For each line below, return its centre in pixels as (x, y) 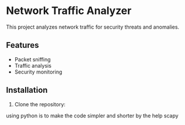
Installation (27, 90)
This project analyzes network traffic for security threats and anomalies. (93, 27)
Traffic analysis (33, 65)
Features (22, 45)
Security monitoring (38, 72)
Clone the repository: (40, 104)
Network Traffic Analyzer (69, 11)
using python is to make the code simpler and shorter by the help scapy (92, 116)
